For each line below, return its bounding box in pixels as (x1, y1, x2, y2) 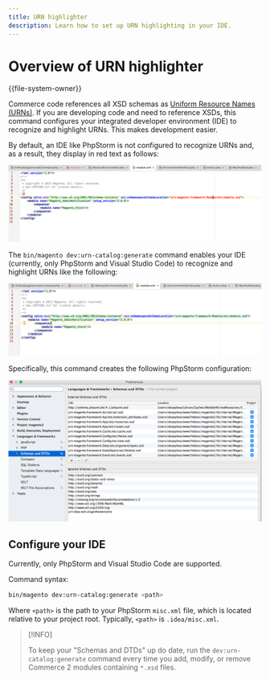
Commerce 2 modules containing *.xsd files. (27, 662, 177, 672)
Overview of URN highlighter (8, 57, 203, 76)
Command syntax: (8, 575, 69, 584)
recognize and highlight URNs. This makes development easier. (8, 125, 219, 134)
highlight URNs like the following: (8, 267, 118, 277)
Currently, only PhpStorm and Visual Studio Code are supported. (8, 559, 223, 569)
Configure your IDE (8, 538, 106, 551)
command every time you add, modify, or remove (88, 653, 252, 663)
